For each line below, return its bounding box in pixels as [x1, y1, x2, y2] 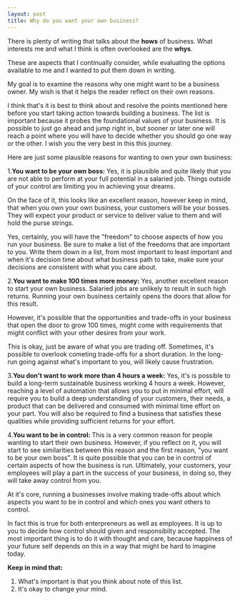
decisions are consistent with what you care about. [7, 262, 157, 271]
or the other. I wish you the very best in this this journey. [7, 139, 173, 147]
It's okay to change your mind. [17, 584, 108, 593]
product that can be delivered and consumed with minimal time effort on [7, 401, 220, 410]
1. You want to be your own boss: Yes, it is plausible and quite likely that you [7, 166, 231, 175]
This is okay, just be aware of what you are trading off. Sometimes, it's [7, 342, 214, 351]
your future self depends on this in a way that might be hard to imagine [7, 541, 216, 550]
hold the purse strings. [7, 219, 74, 227]
